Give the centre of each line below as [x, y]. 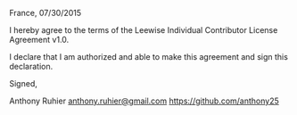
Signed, [23, 83]
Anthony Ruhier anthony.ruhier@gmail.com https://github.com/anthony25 [144, 101]
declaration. [31, 66]
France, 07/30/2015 [45, 13]
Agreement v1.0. [39, 40]
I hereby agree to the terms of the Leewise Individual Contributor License [144, 30]
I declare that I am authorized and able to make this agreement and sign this [148, 57]
